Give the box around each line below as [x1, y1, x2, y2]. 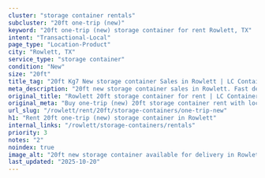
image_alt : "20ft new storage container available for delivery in [8, 150, 235, 158]
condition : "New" [8, 63, 65, 71]
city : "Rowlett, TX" [8, 48, 77, 56]
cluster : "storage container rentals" [8, 11, 136, 20]
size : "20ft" [8, 70, 51, 78]
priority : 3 [8, 128, 47, 136]
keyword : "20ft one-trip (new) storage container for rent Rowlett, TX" [8, 26, 252, 34]
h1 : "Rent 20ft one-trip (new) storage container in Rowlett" [8, 114, 217, 122]
